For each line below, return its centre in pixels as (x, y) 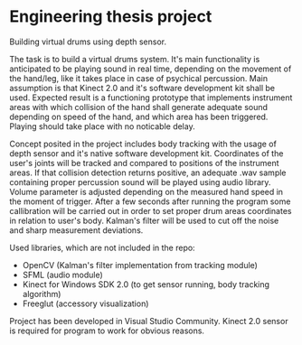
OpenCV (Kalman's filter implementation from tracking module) (140, 265)
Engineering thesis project (111, 17)
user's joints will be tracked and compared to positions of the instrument (144, 163)
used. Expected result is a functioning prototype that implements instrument (151, 98)
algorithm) (42, 294)
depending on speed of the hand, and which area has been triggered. (139, 117)
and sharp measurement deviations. (76, 230)
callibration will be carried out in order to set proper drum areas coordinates (151, 210)
